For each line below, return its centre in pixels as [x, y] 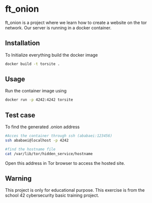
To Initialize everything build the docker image [52, 55]
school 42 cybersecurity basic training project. [52, 195]
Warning [18, 179]
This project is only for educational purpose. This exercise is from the [75, 190]
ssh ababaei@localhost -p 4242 [37, 140]
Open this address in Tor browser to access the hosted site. [65, 163]
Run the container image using [36, 91]
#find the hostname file [30, 149]
